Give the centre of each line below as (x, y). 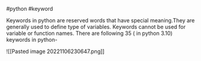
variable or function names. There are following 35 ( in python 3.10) (89, 33)
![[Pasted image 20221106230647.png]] (55, 51)
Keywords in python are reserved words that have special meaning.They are (100, 20)
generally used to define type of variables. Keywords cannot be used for (96, 27)
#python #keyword (29, 9)
